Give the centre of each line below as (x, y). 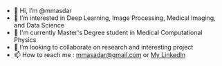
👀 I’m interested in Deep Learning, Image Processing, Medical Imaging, (114, 18)
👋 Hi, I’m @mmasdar (43, 11)
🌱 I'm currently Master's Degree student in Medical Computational (108, 32)
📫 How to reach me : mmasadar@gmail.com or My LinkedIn (100, 55)
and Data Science (39, 25)
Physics (25, 40)
